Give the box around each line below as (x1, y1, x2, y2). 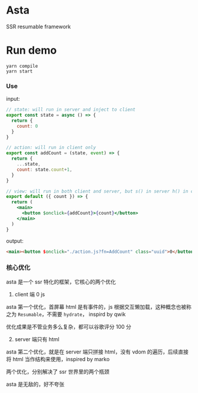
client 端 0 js (14, 290, 45, 298)
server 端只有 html (14, 335, 60, 342)
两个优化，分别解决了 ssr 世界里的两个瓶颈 (6, 368, 110, 375)
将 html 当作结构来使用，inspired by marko (6, 355, 110, 362)
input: (6, 95, 21, 103)
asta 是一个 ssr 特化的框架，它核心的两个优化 (6, 278, 116, 285)
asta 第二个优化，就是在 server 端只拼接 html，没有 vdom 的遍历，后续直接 (6, 348, 189, 355)
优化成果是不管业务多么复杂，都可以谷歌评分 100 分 (6, 323, 131, 330)
